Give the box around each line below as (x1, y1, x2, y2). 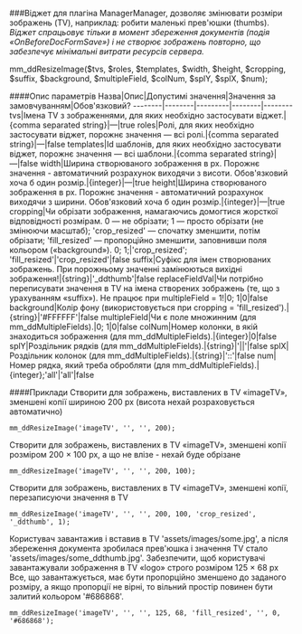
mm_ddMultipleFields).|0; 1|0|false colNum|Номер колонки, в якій (9, 321, 259, 332)
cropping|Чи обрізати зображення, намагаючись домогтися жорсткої (9, 206, 278, 216)
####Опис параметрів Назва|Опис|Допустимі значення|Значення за (9, 90, 276, 101)
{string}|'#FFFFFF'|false (9, 312, 99, 322)
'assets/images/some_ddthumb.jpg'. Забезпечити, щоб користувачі (9, 553, 266, 563)
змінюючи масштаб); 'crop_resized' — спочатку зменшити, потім (9, 225, 260, 236)
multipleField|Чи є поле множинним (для (100, 312, 257, 322)
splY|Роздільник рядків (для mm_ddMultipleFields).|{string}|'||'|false (9, 341, 269, 351)
